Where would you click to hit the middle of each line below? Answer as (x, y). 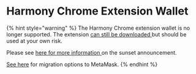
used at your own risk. (34, 41)
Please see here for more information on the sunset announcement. (92, 52)
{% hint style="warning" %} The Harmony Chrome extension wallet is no (98, 28)
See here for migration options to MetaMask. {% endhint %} (82, 64)
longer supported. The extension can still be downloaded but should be (96, 34)
